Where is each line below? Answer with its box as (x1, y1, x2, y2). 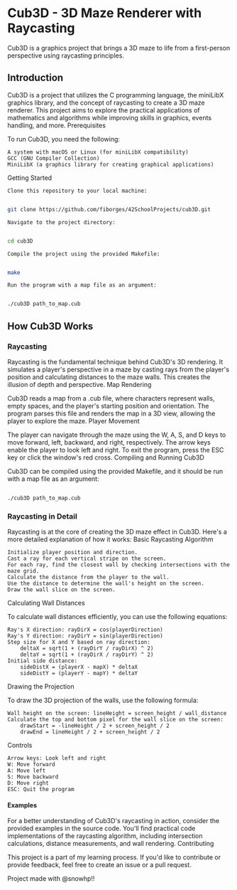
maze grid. (7, 568, 40, 575)
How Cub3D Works (7, 320, 94, 332)
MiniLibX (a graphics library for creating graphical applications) (7, 161, 214, 168)
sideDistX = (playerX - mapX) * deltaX (20, 664, 138, 671)
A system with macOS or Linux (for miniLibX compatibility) (7, 148, 189, 156)
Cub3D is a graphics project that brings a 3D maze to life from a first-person (7, 43, 231, 52)
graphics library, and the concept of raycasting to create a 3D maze (7, 98, 205, 107)
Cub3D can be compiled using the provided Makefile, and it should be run (7, 467, 224, 475)
